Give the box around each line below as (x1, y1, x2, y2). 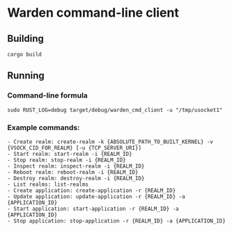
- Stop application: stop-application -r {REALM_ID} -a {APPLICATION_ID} (7, 217, 226, 224)
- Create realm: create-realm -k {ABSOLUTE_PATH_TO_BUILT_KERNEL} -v (7, 138, 214, 145)
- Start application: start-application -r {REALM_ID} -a (7, 205, 179, 212)
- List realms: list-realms (7, 181, 89, 188)
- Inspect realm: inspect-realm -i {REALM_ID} (7, 162, 145, 170)
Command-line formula (7, 90, 88, 100)
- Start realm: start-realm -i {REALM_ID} (7, 150, 132, 157)
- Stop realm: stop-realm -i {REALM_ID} (7, 157, 127, 164)
